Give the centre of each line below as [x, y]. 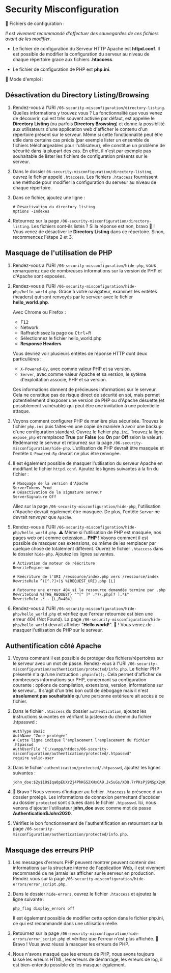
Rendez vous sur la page [39, 879]
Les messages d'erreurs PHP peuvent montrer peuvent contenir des [84, 863]
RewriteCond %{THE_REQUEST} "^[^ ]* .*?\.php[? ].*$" [71, 594]
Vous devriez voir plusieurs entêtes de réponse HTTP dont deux [80, 353]
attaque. [21, 411]
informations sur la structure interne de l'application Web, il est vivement [89, 868]
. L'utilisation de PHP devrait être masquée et [117, 448]
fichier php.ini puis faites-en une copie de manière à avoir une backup [87, 426]
